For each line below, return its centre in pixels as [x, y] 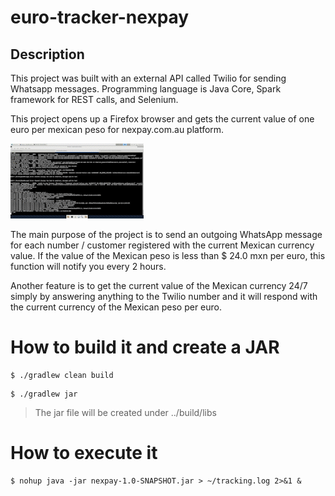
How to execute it [84, 453]
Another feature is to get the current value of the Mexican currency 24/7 [159, 285]
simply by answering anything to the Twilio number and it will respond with [164, 296]
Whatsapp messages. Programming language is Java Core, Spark [146, 89]
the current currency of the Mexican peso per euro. [116, 307]
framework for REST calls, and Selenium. [94, 99]
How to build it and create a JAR [145, 347]
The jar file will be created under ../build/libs [125, 412]
